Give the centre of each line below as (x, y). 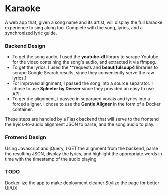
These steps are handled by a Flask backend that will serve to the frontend (82, 119)
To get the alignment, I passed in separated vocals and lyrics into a (81, 99)
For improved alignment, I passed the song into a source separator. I (83, 83)
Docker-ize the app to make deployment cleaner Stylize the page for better (82, 183)
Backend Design (25, 46)
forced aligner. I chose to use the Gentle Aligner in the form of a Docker (86, 104)
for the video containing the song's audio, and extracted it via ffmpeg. (84, 62)
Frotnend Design (26, 137)
